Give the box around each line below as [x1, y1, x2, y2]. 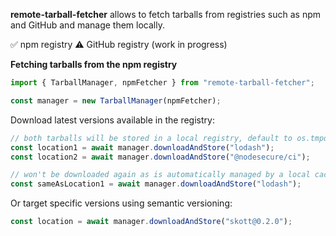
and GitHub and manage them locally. [10, 19, 165, 31]
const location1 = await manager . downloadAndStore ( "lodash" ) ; [10, 142, 275, 153]
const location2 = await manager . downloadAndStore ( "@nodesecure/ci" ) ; [10, 152, 311, 162]
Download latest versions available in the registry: [10, 114, 215, 126]
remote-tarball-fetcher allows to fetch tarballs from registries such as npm [10, 9, 321, 20]
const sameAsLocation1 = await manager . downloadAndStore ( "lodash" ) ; [10, 179, 302, 189]
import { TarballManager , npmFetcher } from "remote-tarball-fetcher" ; [10, 78, 315, 88]
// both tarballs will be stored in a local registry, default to [10, 133, 293, 143]
